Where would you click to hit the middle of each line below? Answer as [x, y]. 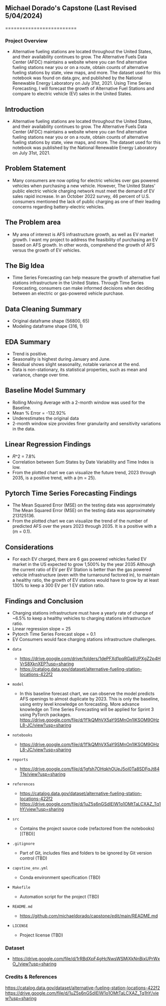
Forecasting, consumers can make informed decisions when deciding [83, 288]
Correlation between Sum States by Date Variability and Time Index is [83, 462]
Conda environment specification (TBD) [60, 878]
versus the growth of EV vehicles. [46, 250]
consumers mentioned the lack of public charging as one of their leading [86, 201]
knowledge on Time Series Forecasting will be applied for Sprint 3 [87, 709]
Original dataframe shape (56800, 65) [51, 321]
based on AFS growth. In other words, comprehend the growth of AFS [83, 245]
